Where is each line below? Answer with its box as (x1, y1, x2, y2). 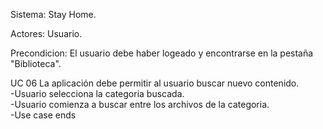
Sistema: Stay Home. (10, 9, 97, 20)
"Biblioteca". (10, 58, 62, 69)
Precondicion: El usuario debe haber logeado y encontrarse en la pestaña (10, 47, 314, 59)
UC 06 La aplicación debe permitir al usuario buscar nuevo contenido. (10, 77, 300, 89)
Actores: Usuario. (10, 28, 83, 39)
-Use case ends (10, 109, 77, 121)
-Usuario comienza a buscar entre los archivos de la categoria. (10, 99, 270, 110)
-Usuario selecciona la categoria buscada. (10, 88, 185, 99)
